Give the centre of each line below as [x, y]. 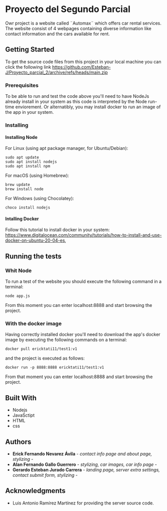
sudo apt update [22, 157]
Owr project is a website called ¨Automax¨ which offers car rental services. [83, 23]
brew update [18, 185]
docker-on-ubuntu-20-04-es [35, 240]
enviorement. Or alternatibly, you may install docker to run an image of [88, 107]
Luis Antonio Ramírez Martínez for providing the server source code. [83, 503]
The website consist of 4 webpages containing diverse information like [78, 28]
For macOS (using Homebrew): [37, 176]
